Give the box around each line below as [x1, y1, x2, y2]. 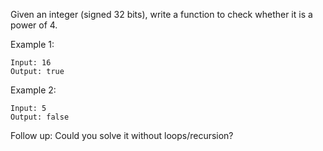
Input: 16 [10, 58, 52, 68]
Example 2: [10, 84, 57, 96]
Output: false [10, 112, 70, 122]
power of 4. [10, 19, 58, 31]
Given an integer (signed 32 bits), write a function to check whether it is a [10, 9, 313, 20]
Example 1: [10, 39, 55, 50]
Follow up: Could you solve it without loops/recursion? [10, 130, 234, 141]
